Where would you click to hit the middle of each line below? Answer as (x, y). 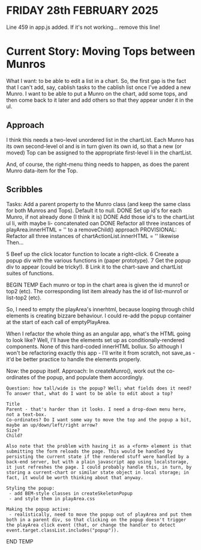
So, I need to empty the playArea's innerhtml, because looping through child (100, 309)
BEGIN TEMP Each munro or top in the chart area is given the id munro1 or (98, 285)
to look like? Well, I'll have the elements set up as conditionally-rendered (95, 340)
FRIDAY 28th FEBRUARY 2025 (82, 11)
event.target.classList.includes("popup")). (63, 530)
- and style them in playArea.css (52, 499)
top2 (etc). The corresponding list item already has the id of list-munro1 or (97, 291)
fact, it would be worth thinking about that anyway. (75, 478)
